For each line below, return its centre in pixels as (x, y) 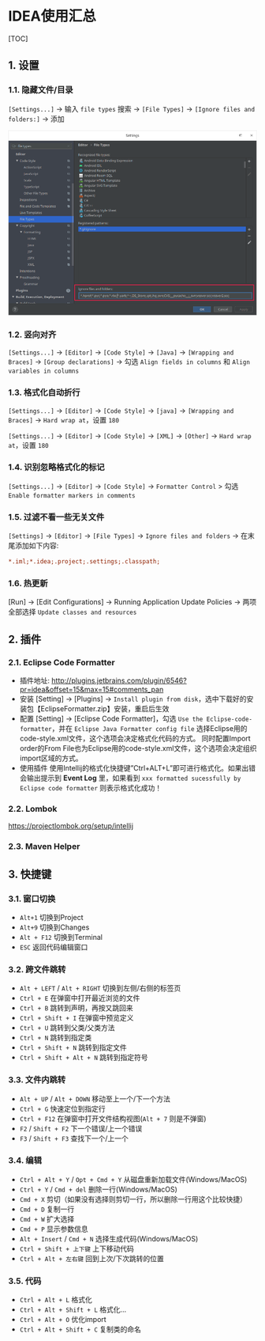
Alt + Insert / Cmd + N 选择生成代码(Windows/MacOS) (109, 1238)
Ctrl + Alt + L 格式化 (56, 1300)
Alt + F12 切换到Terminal (61, 937)
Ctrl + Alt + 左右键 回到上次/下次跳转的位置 (91, 1258)
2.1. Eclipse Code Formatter (62, 662)
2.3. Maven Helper (44, 847)
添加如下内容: (37, 546)
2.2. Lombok (33, 809)
